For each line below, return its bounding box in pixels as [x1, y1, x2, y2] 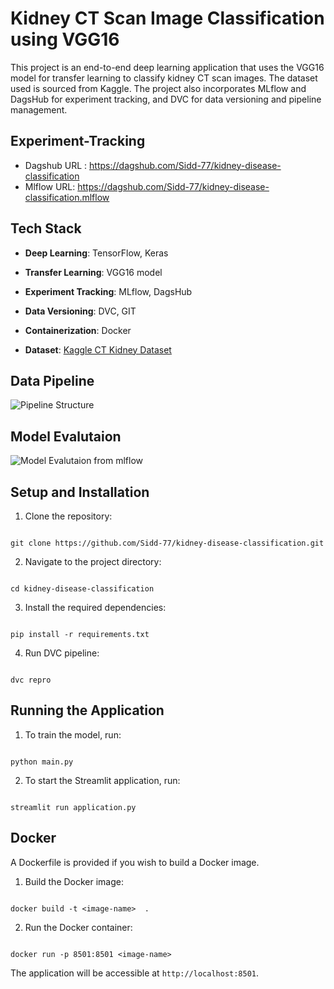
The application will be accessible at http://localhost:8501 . [10, 967, 260, 979]
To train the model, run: [24, 728, 122, 741]
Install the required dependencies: [24, 602, 167, 613]
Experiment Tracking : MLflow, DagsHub [24, 285, 193, 297]
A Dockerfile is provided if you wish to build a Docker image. [10, 856, 260, 868]
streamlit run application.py [10, 802, 137, 812]
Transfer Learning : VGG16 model [24, 266, 163, 278]
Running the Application [10, 702, 165, 719]
